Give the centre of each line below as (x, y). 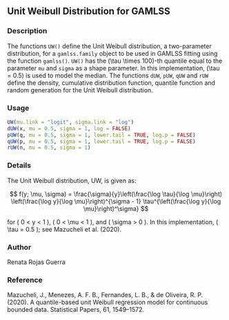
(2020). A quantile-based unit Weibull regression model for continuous (108, 302)
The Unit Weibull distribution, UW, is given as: (72, 180)
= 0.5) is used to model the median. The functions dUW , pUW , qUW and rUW (108, 75)
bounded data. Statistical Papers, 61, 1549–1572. (76, 310)
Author (19, 247)
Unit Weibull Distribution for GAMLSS (89, 11)
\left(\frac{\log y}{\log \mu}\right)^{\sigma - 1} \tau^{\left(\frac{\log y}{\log (116, 201)
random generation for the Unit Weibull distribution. (80, 90)
